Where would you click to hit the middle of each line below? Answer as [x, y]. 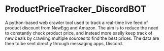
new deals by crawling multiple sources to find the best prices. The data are [82, 38]
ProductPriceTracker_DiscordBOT [76, 9]
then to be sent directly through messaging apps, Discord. [64, 43]
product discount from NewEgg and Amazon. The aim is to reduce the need [82, 27]
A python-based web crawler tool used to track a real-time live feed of [77, 23]
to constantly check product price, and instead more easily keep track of [79, 33]
